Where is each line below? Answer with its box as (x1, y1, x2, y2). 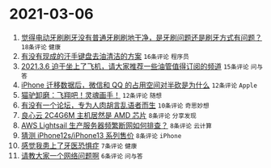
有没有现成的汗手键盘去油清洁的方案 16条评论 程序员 (20, 51, 189, 61)
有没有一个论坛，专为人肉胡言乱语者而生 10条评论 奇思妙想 (20, 100, 210, 110)
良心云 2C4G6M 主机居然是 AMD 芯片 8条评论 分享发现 (20, 110, 197, 120)
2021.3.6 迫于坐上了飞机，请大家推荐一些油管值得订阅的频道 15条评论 (20, 61, 249, 71)
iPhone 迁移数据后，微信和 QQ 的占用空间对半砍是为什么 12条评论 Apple (20, 80, 258, 90)
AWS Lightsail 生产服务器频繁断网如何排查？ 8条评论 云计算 (20, 120, 213, 130)
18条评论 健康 (20, 43, 61, 51)
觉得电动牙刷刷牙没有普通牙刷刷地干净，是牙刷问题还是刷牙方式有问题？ (20, 32, 262, 42)
